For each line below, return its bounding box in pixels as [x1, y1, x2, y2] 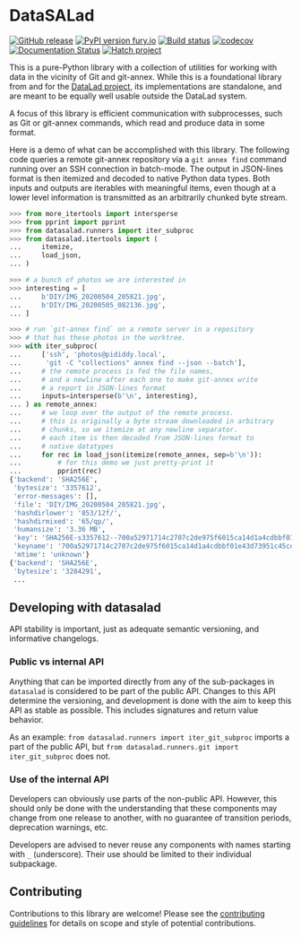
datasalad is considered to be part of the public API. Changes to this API [9, 685, 276, 696]
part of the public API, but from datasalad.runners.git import [9, 741, 239, 751]
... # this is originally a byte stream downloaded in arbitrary [9, 417, 275, 426]
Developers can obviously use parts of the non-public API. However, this [9, 793, 278, 803]
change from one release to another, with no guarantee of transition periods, [9, 812, 292, 823]
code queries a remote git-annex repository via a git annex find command [9, 153, 287, 164]
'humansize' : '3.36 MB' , [13, 525, 106, 534]
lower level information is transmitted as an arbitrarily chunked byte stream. [9, 192, 288, 203]
